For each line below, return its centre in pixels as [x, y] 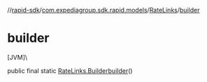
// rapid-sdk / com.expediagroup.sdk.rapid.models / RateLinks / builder [103, 10]
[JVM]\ [17, 57]
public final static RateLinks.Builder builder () [70, 71]
